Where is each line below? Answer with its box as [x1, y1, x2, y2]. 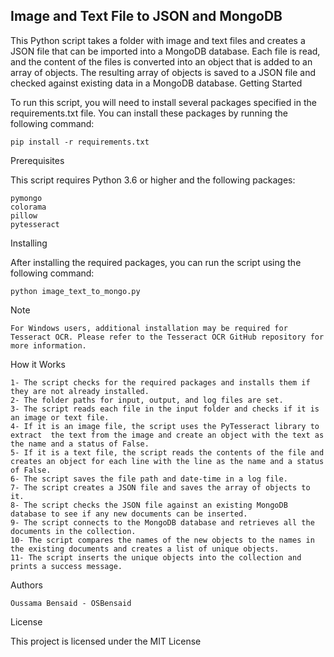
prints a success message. [10, 561, 123, 571]
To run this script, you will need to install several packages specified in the [10, 96, 317, 108]
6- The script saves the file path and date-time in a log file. [10, 474, 288, 484]
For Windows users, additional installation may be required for [10, 323, 288, 333]
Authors [10, 579, 43, 591]
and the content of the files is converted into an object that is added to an [10, 55, 313, 68]
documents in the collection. [10, 526, 137, 536]
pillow [10, 210, 38, 221]
